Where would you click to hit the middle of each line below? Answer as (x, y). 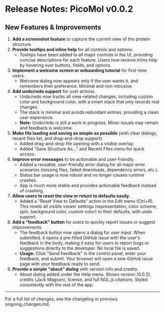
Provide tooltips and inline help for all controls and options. (73, 49)
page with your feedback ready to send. (60, 264)
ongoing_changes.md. (27, 304)
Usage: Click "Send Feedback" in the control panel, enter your (83, 253)
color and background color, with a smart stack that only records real (89, 102)
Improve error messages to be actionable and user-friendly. (73, 159)
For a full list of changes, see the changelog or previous (61, 299)
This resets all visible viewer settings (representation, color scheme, (88, 206)
